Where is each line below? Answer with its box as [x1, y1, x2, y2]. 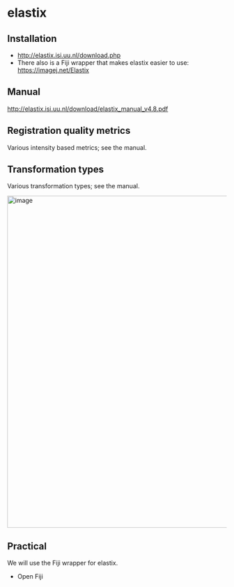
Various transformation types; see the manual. [7, 182, 140, 190]
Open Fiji [17, 572, 43, 581]
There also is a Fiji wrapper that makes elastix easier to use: [17, 59, 189, 67]
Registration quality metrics [7, 125, 131, 137]
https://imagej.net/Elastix [17, 66, 89, 74]
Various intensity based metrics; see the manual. [7, 143, 148, 151]
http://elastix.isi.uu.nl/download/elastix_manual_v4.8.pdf [7, 105, 169, 113]
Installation [7, 33, 57, 45]
